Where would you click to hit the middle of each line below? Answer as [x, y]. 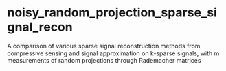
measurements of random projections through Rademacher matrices [104, 60]
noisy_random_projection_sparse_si [112, 13]
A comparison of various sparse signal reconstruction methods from [104, 46]
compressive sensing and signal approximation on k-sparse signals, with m [113, 53]
